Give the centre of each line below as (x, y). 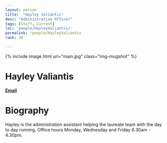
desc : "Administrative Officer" (39, 19)
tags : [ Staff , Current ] (30, 24)
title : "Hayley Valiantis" (34, 14)
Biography (27, 110)
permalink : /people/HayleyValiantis (43, 33)
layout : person (21, 10)
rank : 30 (14, 38)
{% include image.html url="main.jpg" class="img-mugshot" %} (71, 56)
